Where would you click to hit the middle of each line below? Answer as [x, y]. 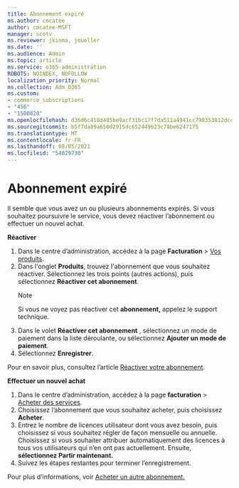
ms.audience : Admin [36, 54]
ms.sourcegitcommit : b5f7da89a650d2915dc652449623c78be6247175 [103, 127]
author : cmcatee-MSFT [39, 27]
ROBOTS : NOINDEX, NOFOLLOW [47, 73]
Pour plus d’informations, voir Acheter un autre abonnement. [96, 477]
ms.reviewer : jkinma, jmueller [54, 41]
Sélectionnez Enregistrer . [55, 353]
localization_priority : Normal [54, 80]
